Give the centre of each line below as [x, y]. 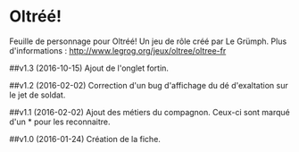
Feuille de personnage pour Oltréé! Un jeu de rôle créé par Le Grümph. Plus [148, 41]
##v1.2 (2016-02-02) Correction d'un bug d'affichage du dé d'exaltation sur [149, 85]
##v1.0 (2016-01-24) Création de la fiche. [85, 139]
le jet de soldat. [37, 95]
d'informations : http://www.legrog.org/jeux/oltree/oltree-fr [118, 50]
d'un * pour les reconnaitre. [60, 122]
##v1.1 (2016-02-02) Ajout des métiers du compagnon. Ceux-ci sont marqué [149, 112]
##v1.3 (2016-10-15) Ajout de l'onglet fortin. [89, 68]
